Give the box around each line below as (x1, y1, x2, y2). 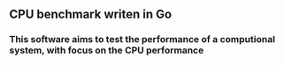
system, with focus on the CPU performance (9, 44, 204, 56)
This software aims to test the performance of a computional (9, 33, 276, 46)
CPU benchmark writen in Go (9, 7, 173, 22)
